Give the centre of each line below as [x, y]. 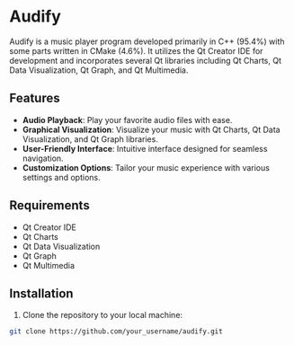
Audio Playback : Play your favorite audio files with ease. [127, 119]
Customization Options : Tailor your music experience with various [146, 167]
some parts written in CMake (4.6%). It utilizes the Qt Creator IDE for [136, 50]
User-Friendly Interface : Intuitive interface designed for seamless [145, 148]
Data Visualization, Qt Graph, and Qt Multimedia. [99, 70]
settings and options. [61, 177]
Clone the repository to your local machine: [102, 315]
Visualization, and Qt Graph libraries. [90, 139]
